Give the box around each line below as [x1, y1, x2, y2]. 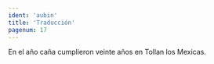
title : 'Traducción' [8, 19, 76, 27]
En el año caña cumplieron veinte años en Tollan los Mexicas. [8, 48, 206, 57]
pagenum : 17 [8, 26, 47, 34]
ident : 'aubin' [8, 11, 58, 20]
